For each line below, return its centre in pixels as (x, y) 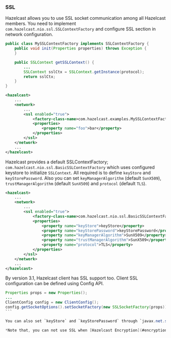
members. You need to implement (41, 23)
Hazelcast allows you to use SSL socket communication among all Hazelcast (85, 18)
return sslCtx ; (40, 77)
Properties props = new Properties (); (46, 293)
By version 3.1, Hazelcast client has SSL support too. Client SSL (72, 278)
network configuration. (29, 35)
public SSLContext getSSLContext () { (54, 62)
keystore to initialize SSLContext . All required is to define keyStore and (78, 173)
